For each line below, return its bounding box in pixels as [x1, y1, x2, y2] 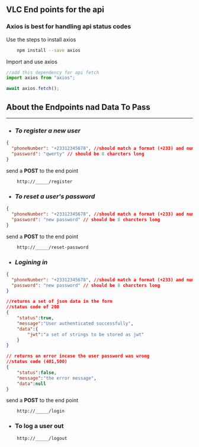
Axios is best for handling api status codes [6, 22, 131, 31]
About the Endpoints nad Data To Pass [6, 102, 151, 112]
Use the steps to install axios [6, 35, 76, 43]
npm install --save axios [17, 47, 81, 53]
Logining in [14, 258, 48, 266]
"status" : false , [17, 370, 57, 375]
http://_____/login [17, 408, 65, 414]
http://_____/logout [17, 435, 68, 441]
